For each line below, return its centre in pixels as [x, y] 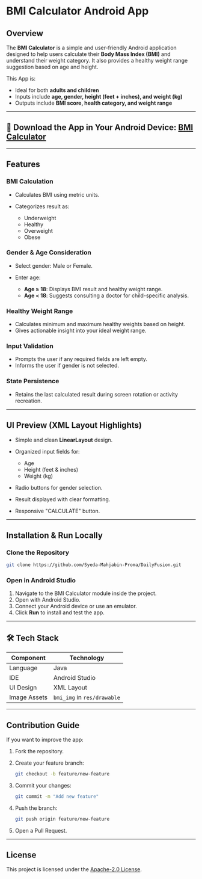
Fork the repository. [39, 751]
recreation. [28, 401]
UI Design [23, 688]
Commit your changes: [43, 785]
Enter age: [28, 277]
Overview [25, 33]
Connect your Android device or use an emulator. [76, 606]
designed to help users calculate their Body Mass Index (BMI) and [88, 54]
